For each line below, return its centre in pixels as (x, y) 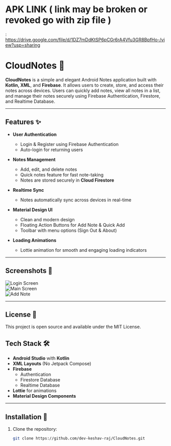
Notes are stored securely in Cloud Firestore (67, 180)
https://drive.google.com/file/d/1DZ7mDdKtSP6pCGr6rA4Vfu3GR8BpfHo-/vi (85, 40)
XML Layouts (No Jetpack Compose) (52, 364)
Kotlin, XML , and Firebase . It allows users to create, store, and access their (84, 85)
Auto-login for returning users (51, 150)
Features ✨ (23, 122)
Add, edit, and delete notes (49, 169)
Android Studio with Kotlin (41, 358)
